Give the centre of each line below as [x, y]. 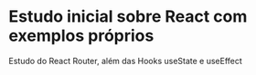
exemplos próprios [81, 36]
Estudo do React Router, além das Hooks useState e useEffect [126, 61]
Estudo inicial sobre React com [128, 17]
